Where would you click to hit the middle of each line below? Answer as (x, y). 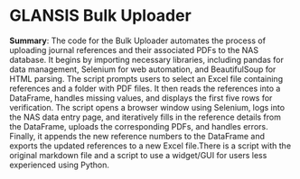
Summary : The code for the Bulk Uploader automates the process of (138, 40)
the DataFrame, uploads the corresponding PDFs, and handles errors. (139, 126)
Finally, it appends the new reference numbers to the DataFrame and (137, 136)
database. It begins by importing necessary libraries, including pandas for (147, 59)
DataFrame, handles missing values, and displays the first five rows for (141, 98)
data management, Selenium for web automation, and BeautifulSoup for (143, 69)
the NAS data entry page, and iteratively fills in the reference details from (145, 117)
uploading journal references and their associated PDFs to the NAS (134, 49)
